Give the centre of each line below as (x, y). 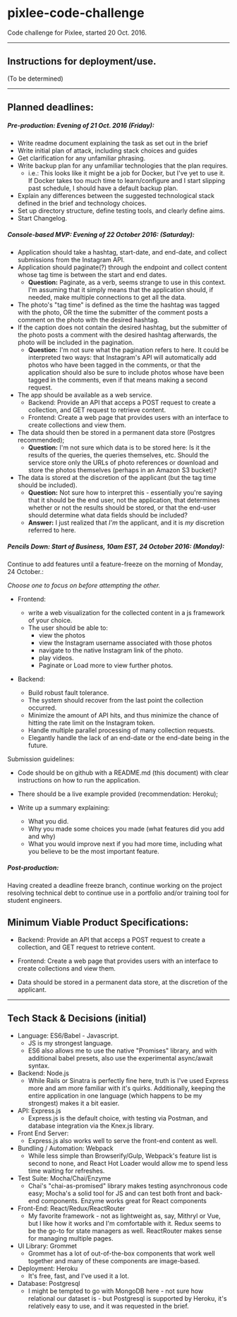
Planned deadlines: (50, 107)
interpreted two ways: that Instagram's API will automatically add (122, 358)
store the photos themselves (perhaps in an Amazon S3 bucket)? (122, 470)
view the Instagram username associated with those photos (125, 643)
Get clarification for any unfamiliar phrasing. (81, 158)
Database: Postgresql (49, 1283)
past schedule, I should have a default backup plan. (103, 188)
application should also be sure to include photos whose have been (126, 373)
